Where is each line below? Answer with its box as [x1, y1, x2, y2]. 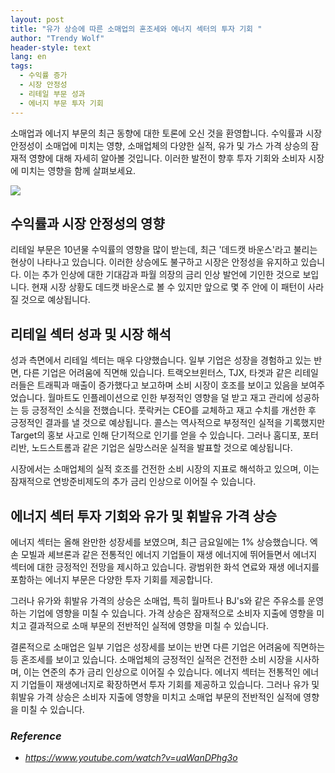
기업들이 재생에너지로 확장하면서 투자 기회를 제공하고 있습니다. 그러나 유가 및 [20, 678, 320, 690]
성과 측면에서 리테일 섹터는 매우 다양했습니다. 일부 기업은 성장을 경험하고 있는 [10, 354, 312, 366]
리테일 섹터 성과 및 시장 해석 [10, 326, 172, 343]
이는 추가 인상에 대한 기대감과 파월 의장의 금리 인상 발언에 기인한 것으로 [23, 269, 301, 281]
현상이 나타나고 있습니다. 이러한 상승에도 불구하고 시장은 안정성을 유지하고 [10, 256, 299, 268]
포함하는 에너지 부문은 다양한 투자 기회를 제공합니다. [10, 573, 213, 585]
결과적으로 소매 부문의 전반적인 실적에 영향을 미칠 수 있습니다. [28, 619, 269, 631]
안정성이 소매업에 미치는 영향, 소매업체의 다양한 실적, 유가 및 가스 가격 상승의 [10, 139, 309, 151]
